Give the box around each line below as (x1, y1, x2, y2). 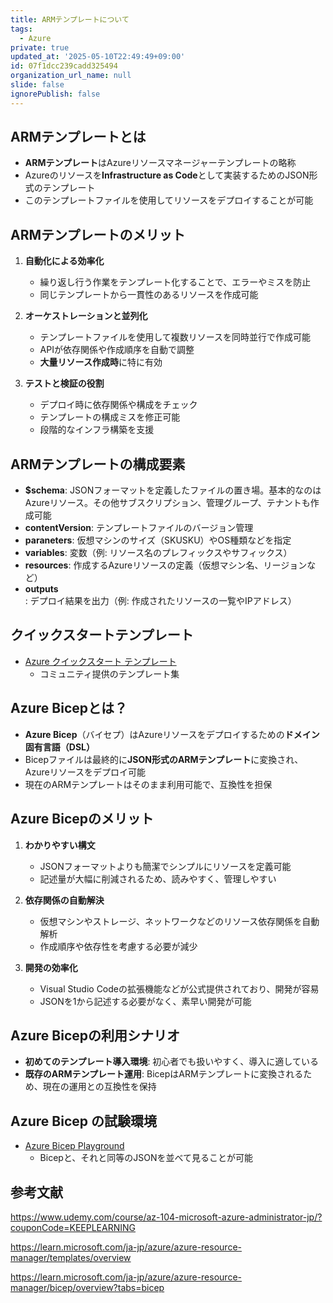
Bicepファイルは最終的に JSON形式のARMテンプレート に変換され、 (24, 753, 304, 765)
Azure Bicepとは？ (10, 700, 128, 717)
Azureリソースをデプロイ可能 (24, 766, 146, 778)
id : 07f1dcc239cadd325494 (10, 61, 118, 71)
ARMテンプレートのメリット (10, 226, 186, 243)
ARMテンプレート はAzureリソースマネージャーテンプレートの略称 (24, 157, 297, 169)
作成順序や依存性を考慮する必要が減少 (39, 940, 198, 952)
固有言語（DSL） (24, 741, 95, 753)
